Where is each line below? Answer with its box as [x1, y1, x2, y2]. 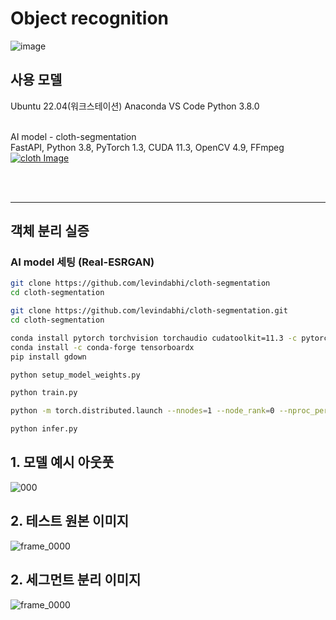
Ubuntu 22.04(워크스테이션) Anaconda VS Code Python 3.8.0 [10, 100, 260, 112]
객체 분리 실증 [10, 223, 90, 240]
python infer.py [10, 424, 78, 434]
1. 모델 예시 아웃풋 [10, 454, 115, 471]
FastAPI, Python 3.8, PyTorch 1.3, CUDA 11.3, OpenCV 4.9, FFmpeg [10, 141, 285, 153]
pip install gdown [10, 352, 87, 362]
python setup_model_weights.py [10, 370, 141, 380]
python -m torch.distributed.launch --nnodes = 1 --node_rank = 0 [10, 406, 275, 416]
